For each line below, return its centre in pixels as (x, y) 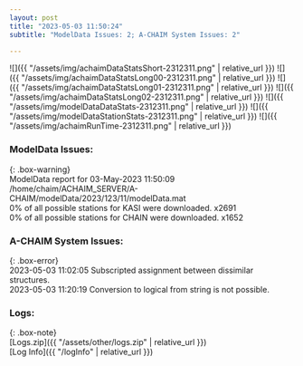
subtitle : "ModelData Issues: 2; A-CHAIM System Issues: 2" (125, 34)
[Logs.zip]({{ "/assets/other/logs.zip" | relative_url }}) (108, 342)
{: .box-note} (33, 332)
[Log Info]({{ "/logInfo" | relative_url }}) (81, 352)
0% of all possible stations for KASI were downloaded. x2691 (123, 207)
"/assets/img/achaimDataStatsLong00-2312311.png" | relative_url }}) (148, 78)
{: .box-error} (34, 260)
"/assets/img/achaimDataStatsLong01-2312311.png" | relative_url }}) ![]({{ (157, 88)
